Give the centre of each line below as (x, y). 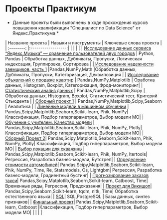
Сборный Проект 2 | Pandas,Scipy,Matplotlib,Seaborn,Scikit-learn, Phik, (79, 138)
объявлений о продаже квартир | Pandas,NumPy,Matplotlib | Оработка (80, 80)
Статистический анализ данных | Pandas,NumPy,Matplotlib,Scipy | (75, 90)
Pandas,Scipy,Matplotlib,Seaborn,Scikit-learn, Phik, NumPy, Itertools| (76, 154)
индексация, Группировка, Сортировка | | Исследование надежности (80, 64)
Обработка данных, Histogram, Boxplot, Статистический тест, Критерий (81, 96)
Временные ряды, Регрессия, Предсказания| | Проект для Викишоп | (79, 186)
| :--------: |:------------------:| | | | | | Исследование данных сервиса (78, 48)
